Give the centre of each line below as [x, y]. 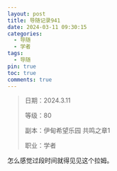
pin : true [22, 66]
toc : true [22, 73]
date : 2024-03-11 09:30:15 [47, 27]
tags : [15, 54]
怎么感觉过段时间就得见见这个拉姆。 [60, 160]
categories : [25, 34]
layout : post [27, 14]
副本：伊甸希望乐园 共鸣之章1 [67, 131]
